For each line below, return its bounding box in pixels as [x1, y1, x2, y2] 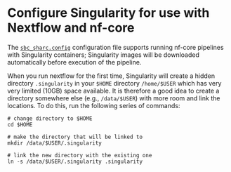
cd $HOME [7, 121, 33, 128]
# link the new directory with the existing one [7, 152, 152, 159]
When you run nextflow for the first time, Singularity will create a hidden [7, 72, 216, 80]
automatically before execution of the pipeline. [7, 58, 142, 66]
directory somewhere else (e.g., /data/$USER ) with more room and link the [7, 93, 220, 102]
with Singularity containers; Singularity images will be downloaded [7, 51, 200, 59]
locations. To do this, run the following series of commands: [7, 101, 180, 110]
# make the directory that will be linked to [7, 133, 143, 140]
